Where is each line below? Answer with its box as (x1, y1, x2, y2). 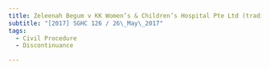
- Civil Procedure (15, 34, 78, 43)
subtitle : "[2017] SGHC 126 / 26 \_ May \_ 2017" (8, 19, 163, 27)
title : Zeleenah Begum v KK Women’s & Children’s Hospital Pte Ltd (8, 11, 239, 20)
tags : (8, 26, 27, 34)
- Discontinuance (15, 42, 74, 50)
